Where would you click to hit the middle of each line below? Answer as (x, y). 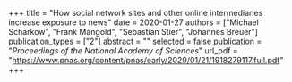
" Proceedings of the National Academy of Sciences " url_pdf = (123, 51)
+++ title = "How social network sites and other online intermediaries (136, 13)
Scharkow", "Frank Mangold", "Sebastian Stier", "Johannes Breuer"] (133, 32)
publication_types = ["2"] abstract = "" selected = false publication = (135, 41)
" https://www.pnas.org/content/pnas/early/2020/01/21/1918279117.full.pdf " (146, 60)
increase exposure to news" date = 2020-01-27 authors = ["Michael (133, 22)
